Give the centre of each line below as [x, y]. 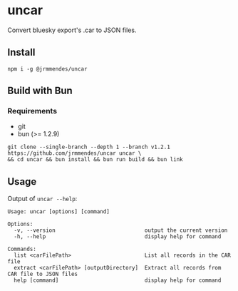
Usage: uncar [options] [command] [59, 212]
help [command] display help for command [118, 280]
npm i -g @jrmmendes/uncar [47, 69]
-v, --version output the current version [121, 230]
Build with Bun [40, 91]
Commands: [22, 249]
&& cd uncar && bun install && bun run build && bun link [95, 160]
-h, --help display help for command [118, 237]
